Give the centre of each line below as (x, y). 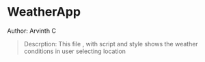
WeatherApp (44, 12)
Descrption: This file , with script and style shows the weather (111, 44)
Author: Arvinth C (32, 31)
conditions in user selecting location (75, 51)
